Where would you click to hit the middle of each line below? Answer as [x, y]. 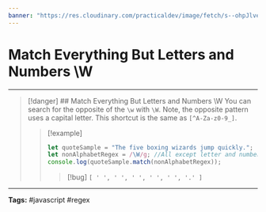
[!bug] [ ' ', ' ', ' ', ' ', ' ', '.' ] [135, 177]
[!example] [65, 133]
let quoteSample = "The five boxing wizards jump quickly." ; [150, 147]
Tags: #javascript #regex [49, 200]
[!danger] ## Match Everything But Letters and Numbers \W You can [139, 100]
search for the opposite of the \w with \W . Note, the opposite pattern [138, 109]
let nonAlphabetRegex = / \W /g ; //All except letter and [141, 155]
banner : [21, 15]
